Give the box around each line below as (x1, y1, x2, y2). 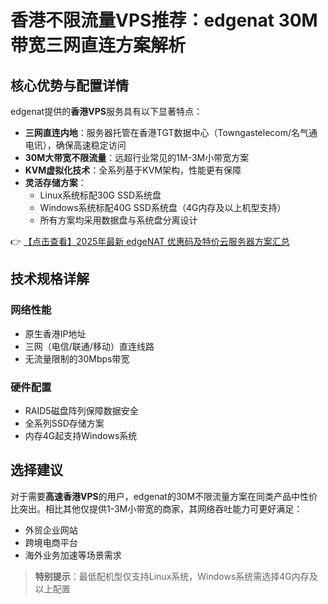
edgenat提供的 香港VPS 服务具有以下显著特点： (10, 106, 203, 117)
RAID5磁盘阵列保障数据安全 (24, 404, 139, 416)
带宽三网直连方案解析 (10, 34, 187, 57)
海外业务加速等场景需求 (24, 549, 122, 561)
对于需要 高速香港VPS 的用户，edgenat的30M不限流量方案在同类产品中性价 (10, 490, 318, 502)
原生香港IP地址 (24, 327, 87, 340)
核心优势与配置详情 (10, 77, 129, 94)
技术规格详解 (10, 271, 90, 288)
